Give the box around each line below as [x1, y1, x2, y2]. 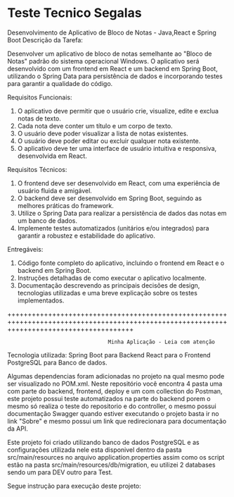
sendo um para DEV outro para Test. [7, 467, 113, 477]
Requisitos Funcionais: [7, 93, 72, 102]
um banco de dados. [17, 216, 77, 225]
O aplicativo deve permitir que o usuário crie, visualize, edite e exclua [17, 106, 219, 115]
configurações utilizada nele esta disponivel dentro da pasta [7, 446, 182, 454]
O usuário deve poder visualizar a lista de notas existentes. [17, 129, 188, 137]
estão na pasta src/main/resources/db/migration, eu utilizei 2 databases [7, 460, 216, 469]
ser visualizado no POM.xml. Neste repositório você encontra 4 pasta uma [7, 379, 223, 388]
